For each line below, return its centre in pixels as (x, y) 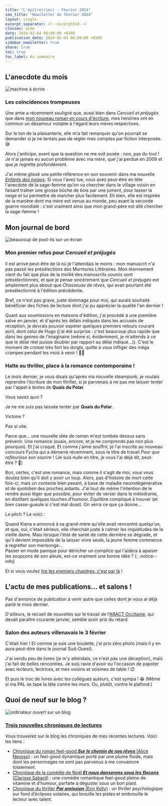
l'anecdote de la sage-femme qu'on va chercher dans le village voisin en (80, 185)
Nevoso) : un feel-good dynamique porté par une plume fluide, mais (83, 757)
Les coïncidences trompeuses (43, 102)
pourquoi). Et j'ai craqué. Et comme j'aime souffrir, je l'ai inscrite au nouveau (84, 446)
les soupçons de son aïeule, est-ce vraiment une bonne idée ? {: (71, 556)
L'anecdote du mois (37, 77)
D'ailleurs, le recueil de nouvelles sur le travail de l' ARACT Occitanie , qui (80, 614)
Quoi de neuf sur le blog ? (46, 700)
